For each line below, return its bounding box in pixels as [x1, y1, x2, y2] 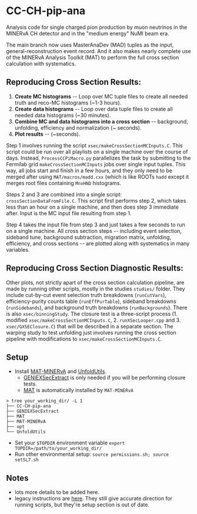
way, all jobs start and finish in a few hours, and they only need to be [6, 167, 172, 174]
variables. [6, 246, 30, 253]
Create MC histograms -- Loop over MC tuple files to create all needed [14, 93, 188, 100]
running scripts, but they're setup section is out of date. [14, 501, 150, 508]
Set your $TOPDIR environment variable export [14, 439, 125, 446]
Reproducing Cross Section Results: [6, 77, 141, 87]
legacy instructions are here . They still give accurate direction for [14, 495, 172, 502]
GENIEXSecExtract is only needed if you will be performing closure [23, 374, 186, 381]
